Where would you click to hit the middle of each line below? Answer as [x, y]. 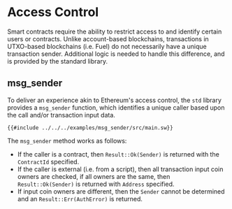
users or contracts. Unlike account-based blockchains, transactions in [108, 38]
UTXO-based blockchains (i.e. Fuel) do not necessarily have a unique [107, 46]
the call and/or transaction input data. [61, 115]
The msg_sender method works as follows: [67, 140]
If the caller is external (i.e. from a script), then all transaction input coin [120, 169]
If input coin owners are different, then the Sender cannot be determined [121, 191]
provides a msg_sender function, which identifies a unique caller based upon [116, 107]
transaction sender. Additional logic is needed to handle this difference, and [116, 54]
